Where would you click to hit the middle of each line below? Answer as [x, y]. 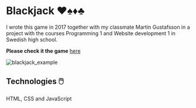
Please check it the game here [43, 50]
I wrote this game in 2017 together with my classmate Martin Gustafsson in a [98, 27]
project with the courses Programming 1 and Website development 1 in [91, 33]
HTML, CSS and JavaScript [39, 99]
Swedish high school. [32, 39]
